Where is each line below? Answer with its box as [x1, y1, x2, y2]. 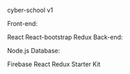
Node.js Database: [7, 47, 60, 54]
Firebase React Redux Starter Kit [7, 60, 101, 68]
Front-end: [7, 20, 38, 27]
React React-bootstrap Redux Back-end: [7, 33, 123, 41]
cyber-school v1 [7, 6, 54, 14]
